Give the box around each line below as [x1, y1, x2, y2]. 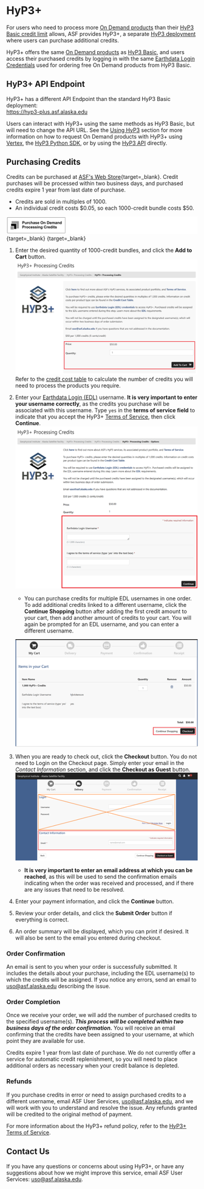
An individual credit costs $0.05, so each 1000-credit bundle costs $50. [15, 204, 194, 212]
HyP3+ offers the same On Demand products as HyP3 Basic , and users [6, 48, 185, 55]
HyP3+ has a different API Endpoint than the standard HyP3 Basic [6, 95, 171, 102]
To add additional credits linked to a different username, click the [24, 601, 187, 608]
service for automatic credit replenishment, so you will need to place [6, 1056, 178, 1063]
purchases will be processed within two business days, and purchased [6, 179, 183, 187]
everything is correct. [15, 916, 69, 923]
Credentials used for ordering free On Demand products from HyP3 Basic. [6, 61, 192, 69]
